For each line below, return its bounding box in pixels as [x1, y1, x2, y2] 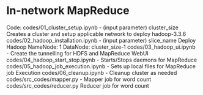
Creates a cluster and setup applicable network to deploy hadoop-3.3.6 [6, 30, 186, 37]
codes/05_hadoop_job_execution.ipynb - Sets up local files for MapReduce [6, 62, 196, 70]
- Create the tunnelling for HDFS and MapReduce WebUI [6, 49, 149, 57]
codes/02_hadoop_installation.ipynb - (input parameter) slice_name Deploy [6, 37, 196, 44]
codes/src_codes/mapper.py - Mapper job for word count [6, 76, 152, 83]
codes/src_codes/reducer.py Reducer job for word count [6, 82, 150, 89]
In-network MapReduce [6, 4, 130, 18]
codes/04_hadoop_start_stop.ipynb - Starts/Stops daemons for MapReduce [6, 56, 197, 63]
